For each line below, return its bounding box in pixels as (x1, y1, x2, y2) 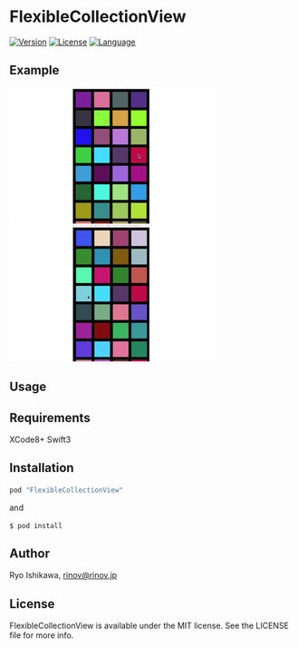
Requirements (9, 410, 91, 426)
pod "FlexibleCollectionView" (9, 486, 124, 495)
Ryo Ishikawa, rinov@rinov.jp (9, 570, 118, 581)
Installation (9, 460, 74, 476)
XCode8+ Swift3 (9, 434, 72, 445)
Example (9, 63, 60, 78)
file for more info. (9, 630, 74, 641)
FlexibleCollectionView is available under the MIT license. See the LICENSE (9, 620, 290, 632)
